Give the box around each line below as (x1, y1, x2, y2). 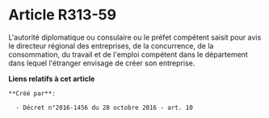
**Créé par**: (8, 89, 57, 98)
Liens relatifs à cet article (8, 74, 95, 83)
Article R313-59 (8, 6, 117, 24)
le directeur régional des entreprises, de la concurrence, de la (8, 40, 214, 50)
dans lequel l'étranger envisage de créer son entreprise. (8, 58, 195, 68)
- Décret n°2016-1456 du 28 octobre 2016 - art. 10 (15, 103, 194, 112)
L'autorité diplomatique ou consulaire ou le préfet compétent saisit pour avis (8, 32, 262, 42)
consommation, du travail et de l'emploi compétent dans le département (8, 49, 248, 59)
